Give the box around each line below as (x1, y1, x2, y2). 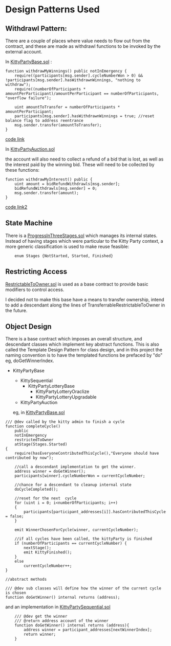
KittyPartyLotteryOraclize (35, 388, 90, 394)
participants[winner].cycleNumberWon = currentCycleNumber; (14, 473, 145, 479)
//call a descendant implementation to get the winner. (14, 464, 137, 470)
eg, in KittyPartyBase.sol (12, 409, 65, 416)
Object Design (5, 322, 52, 331)
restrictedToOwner (14, 437, 54, 443)
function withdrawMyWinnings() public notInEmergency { (5, 68, 127, 74)
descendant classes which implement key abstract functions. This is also (5, 341, 160, 348)
